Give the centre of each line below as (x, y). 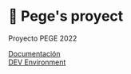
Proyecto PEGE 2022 (43, 38)
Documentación (35, 53)
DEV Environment (37, 62)
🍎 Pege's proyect (66, 16)
